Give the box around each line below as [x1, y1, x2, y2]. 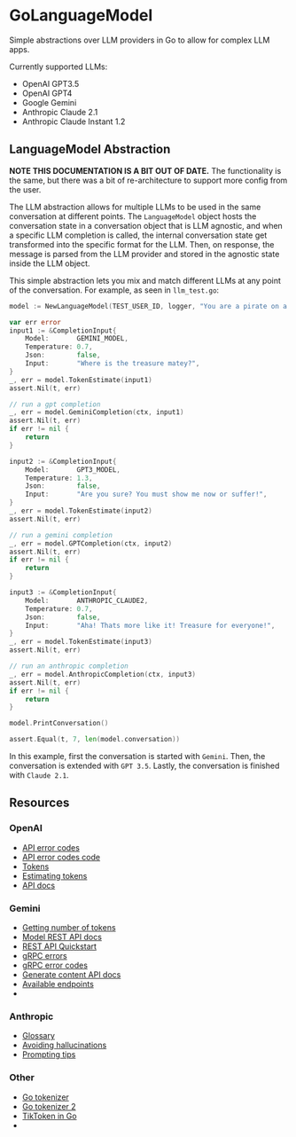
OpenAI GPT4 [21, 88, 73, 98]
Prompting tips [21, 1049, 76, 1060]
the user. [9, 184, 42, 195]
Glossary [21, 1031, 56, 1041]
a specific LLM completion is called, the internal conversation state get [9, 230, 268, 240]
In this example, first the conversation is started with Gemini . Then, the [9, 751, 266, 761]
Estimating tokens [21, 870, 88, 881]
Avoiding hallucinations [21, 1039, 107, 1051]
